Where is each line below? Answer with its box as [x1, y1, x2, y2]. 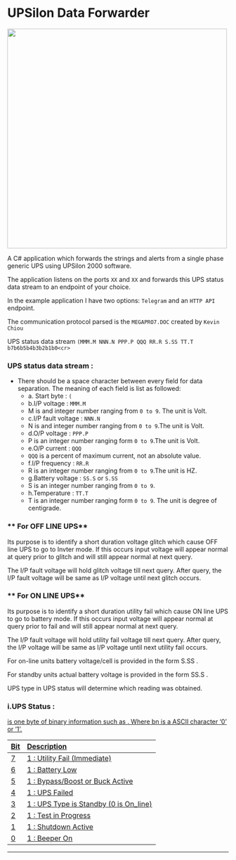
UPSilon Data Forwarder [7, 5, 150, 21]
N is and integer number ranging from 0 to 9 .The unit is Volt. [27, 422, 205, 430]
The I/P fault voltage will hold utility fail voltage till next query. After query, [7, 635, 221, 644]
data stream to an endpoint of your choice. [7, 283, 131, 291]
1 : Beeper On [27, 833, 73, 843]
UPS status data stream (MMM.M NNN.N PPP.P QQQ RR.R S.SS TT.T [7, 337, 194, 345]
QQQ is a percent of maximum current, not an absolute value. [27, 451, 202, 460]
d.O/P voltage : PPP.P [27, 429, 89, 437]
